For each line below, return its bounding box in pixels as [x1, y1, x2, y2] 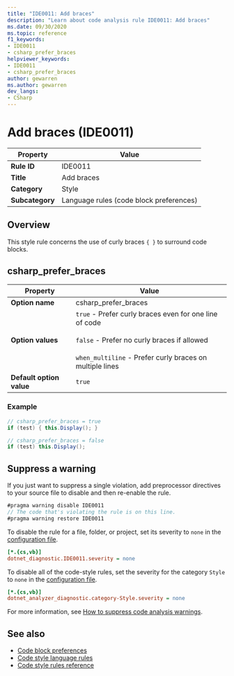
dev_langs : [7, 88, 39, 95]
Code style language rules [17, 654, 93, 662]
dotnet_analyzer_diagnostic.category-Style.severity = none [7, 595, 186, 602]
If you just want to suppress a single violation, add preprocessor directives [7, 482, 221, 490]
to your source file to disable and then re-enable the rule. [7, 489, 171, 497]
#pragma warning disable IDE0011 [7, 502, 104, 509]
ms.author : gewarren [7, 82, 68, 89]
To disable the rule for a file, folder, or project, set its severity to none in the [7, 528, 221, 536]
